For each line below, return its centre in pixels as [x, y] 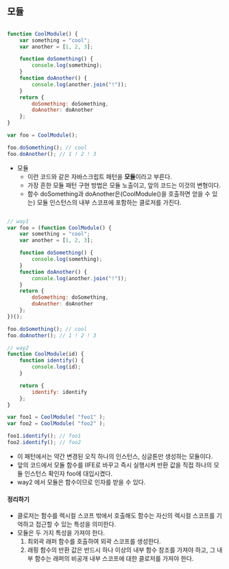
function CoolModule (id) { [46, 354]
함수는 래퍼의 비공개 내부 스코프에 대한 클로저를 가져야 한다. [114, 559]
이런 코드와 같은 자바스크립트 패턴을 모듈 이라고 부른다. [100, 176]
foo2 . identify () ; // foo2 [44, 443]
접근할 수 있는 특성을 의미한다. [76, 524]
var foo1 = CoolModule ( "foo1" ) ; [57, 417]
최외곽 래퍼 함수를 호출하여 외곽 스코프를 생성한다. [94, 542]
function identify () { [52, 361]
